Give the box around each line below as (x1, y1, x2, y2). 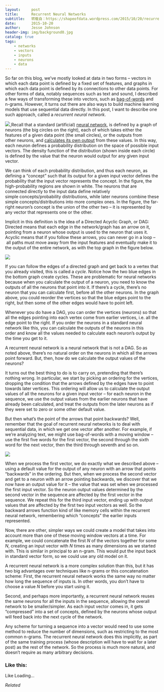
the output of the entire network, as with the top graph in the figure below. (5, 245, 154, 251)
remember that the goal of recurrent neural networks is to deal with (5, 421, 141, 427)
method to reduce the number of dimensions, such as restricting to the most (5, 629, 159, 635)
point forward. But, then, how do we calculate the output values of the (5, 356, 146, 361)
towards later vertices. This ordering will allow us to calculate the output (5, 385, 150, 392)
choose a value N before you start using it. (5, 584, 91, 590)
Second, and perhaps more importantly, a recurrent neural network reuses (5, 593, 155, 599)
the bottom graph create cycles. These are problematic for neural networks (5, 274, 157, 280)
